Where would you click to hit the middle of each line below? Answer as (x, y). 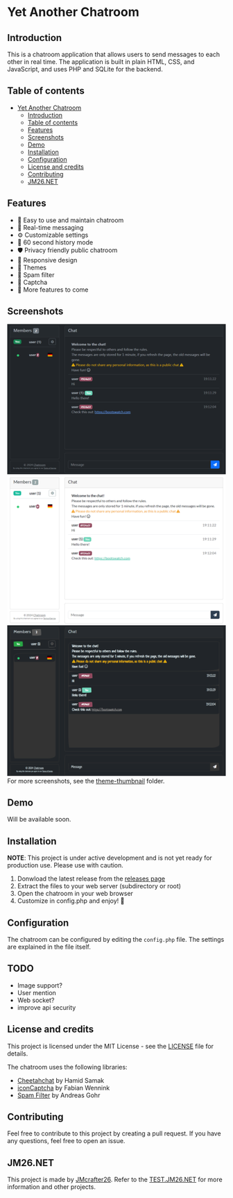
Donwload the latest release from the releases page (91, 879)
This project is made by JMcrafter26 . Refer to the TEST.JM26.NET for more (115, 1180)
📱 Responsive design (47, 260)
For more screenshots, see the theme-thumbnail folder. (86, 781)
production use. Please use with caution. (65, 865)
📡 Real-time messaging (50, 227)
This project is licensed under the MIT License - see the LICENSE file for (110, 1046)
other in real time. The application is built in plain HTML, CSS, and (101, 62)
